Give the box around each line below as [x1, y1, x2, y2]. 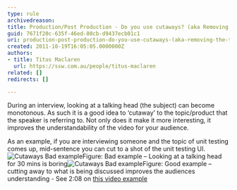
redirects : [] [7, 75, 49, 83]
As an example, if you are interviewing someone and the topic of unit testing [7, 137, 229, 146]
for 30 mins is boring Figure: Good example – [7, 160, 212, 168]
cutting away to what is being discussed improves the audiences [7, 167, 195, 176]
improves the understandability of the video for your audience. [7, 124, 189, 132]
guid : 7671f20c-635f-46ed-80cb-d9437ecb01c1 [7, 30, 140, 37]
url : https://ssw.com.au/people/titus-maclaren [13, 63, 157, 70]
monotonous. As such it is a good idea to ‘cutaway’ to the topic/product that [7, 108, 228, 117]
